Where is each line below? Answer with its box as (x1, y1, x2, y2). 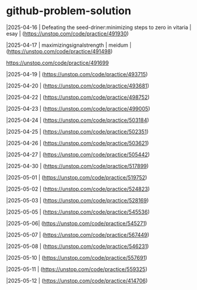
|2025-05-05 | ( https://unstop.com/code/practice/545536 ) (6, 208, 150, 215)
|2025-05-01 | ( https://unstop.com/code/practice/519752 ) (6, 173, 147, 181)
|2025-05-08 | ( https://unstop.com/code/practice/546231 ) (6, 243, 149, 250)
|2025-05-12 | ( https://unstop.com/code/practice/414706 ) (6, 277, 148, 284)
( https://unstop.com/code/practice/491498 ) (6, 47, 113, 54)
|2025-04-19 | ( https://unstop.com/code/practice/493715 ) (6, 70, 148, 78)
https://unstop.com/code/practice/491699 (6, 59, 109, 66)
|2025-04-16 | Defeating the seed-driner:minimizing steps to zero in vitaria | (6, 24, 192, 31)
